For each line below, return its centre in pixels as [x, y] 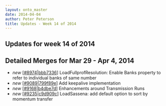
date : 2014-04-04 [23, 14]
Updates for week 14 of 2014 [50, 44]
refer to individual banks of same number [54, 78]
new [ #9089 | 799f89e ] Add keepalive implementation [66, 83]
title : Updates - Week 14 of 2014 [41, 24]
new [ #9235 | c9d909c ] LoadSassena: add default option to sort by [80, 94]
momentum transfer [32, 99]
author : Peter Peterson [30, 19]
